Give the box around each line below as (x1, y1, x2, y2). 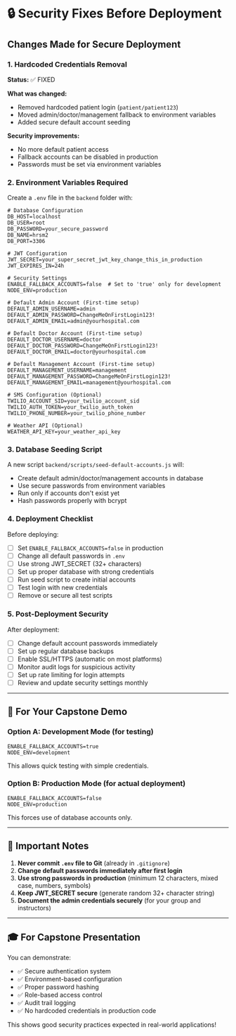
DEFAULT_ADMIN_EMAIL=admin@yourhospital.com (7, 317, 140, 325)
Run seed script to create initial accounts (17, 575, 136, 584)
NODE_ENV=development (7, 749, 71, 756)
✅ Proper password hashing (17, 983, 100, 991)
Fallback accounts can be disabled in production (17, 152, 158, 161)
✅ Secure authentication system (17, 967, 111, 976)
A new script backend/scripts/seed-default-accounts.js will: (7, 461, 185, 469)
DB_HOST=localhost (7, 214, 61, 221)
